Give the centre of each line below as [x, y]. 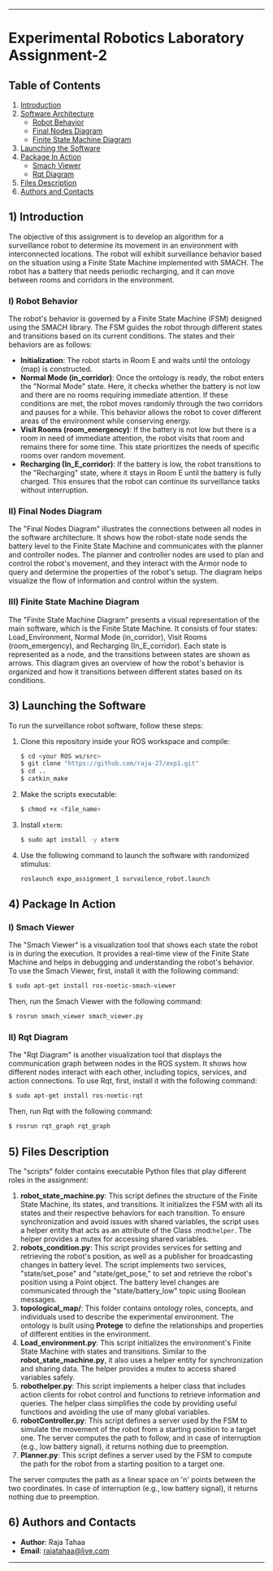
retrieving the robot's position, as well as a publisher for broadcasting [136, 1256]
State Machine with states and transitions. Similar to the [113, 1351]
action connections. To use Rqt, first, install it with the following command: [133, 1081]
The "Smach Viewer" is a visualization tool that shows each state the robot [133, 945]
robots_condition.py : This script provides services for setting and [131, 1247]
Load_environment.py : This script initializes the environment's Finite [136, 1342]
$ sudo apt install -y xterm [69, 839]
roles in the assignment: [49, 1179]
